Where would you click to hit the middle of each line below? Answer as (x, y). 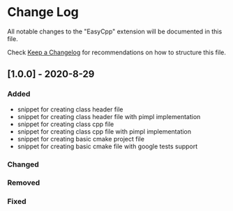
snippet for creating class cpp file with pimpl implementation (104, 131)
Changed (23, 164)
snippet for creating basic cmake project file (81, 139)
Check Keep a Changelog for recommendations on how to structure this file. (117, 52)
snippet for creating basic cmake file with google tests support (107, 146)
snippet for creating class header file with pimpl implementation (109, 116)
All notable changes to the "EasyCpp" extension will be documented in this (115, 31)
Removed (24, 183)
